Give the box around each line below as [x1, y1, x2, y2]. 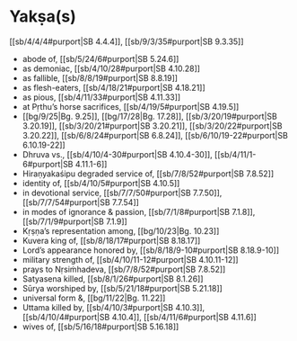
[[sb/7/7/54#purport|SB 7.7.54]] [22, 196, 139, 208]
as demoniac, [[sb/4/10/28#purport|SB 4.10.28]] [22, 63, 200, 74]
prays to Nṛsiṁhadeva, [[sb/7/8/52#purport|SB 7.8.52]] [22, 264, 226, 274]
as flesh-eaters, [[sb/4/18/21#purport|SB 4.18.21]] [22, 82, 206, 93]
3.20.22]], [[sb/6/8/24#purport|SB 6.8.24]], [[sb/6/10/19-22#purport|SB [22, 130, 289, 140]
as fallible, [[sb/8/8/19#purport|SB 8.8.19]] [22, 72, 178, 83]
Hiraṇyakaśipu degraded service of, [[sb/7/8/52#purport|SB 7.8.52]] [22, 168, 275, 179]
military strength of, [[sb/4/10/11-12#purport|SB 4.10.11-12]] [22, 254, 240, 265]
